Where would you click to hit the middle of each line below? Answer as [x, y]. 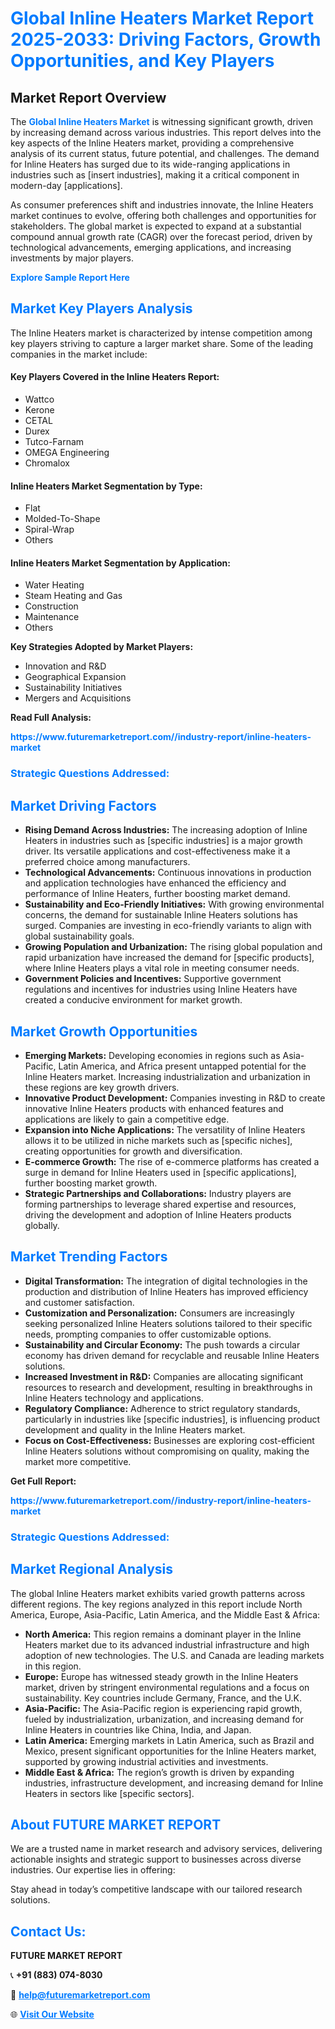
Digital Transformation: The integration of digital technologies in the [166, 1281]
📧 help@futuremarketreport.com [80, 1995]
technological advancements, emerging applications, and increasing [151, 247]
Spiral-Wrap [49, 529]
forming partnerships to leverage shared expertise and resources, [160, 1204]
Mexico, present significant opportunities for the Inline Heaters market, [170, 1751]
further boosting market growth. [91, 1183]
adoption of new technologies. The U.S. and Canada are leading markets [174, 1655]
